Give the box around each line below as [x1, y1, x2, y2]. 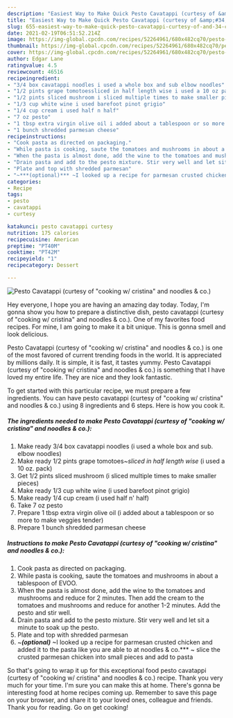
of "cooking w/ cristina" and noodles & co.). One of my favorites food [7, 315, 205, 323]
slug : [7, 23, 23, 30]
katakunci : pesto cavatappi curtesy [7, 223, 113, 230]
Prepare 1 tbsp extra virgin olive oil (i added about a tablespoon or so [17, 508, 214, 516]
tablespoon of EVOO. [17, 578, 78, 587]
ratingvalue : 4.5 [7, 62, 58, 69]
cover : [7, 49, 26, 56]
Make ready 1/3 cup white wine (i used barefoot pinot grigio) [17, 486, 190, 494]
